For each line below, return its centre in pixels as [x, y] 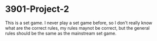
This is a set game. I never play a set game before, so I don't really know [79, 23]
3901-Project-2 [37, 9]
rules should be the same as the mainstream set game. [61, 33]
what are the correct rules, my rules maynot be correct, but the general [77, 28]
